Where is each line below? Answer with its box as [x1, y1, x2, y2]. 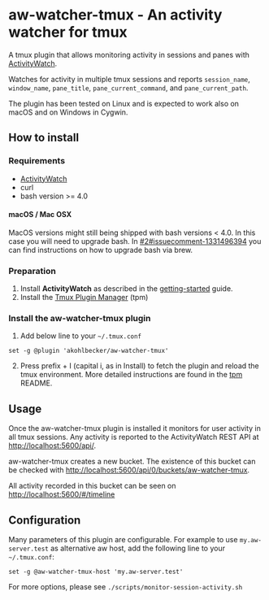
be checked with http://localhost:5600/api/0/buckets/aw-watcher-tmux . [8, 465, 250, 475]
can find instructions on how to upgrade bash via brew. [8, 245, 193, 254]
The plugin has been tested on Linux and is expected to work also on [8, 98, 240, 108]
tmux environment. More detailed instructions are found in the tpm [20, 370, 243, 380]
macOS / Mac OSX [8, 210, 72, 220]
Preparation [8, 265, 57, 276]
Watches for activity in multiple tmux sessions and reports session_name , [8, 74, 250, 84]
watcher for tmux [8, 23, 128, 41]
